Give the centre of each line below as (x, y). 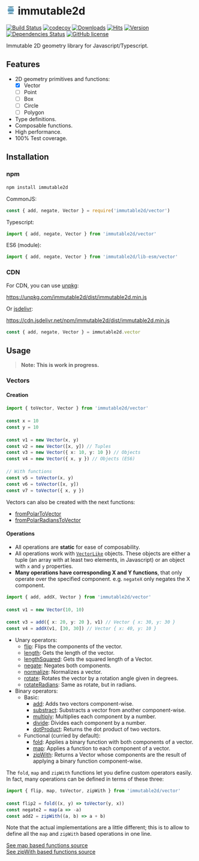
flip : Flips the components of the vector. (73, 646)
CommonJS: (22, 198)
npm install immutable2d (37, 187)
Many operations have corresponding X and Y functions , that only (98, 572)
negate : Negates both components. (68, 666)
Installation (28, 157)
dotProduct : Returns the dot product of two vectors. (97, 729)
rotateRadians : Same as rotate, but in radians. (80, 685)
